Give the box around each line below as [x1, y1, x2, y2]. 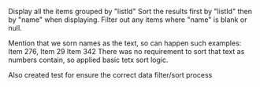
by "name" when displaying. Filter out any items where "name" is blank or [8, 15, 247, 24]
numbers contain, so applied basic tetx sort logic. [8, 55, 169, 64]
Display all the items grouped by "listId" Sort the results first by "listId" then [8, 7, 252, 16]
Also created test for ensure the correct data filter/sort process [8, 71, 213, 79]
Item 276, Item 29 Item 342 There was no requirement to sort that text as [8, 47, 245, 56]
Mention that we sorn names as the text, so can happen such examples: [8, 38, 242, 48]
